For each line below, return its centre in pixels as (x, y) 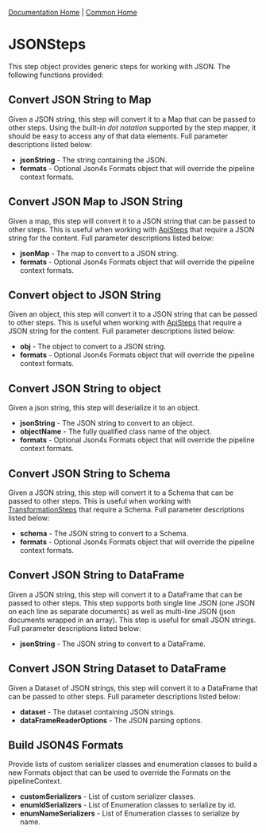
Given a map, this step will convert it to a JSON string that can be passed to (132, 221)
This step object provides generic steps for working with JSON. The (120, 66)
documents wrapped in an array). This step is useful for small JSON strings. (132, 620)
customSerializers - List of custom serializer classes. (108, 796)
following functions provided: (56, 75)
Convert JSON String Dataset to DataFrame (117, 669)
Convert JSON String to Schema (89, 473)
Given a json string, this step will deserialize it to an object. (104, 408)
